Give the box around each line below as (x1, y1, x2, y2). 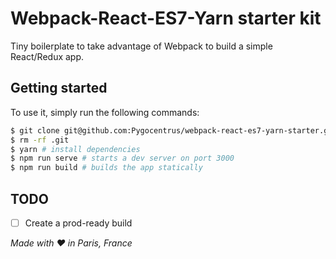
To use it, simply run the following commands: (10, 106, 200, 118)
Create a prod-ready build (24, 217, 133, 229)
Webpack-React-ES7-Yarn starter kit (10, 7, 322, 30)
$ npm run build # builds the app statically (10, 163, 203, 173)
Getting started (10, 80, 108, 97)
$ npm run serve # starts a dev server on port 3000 (10, 153, 235, 164)
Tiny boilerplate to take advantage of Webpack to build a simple (10, 40, 273, 52)
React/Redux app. (10, 50, 85, 62)
